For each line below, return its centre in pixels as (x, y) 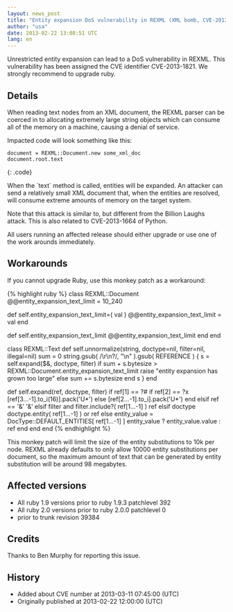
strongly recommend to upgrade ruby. (61, 74)
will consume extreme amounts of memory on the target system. (100, 200)
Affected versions (47, 486)
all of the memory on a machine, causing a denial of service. (94, 127)
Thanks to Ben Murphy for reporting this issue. (74, 556)
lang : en (20, 40)
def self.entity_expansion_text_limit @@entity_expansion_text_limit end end (114, 335)
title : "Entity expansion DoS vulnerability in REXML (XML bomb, (103, 20)
